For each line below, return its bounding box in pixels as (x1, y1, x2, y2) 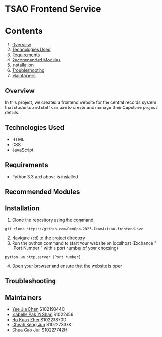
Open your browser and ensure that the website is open (12, 263, 123, 269)
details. (5, 109, 20, 115)
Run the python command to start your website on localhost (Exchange (12, 240, 153, 245)
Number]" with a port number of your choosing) (23, 245, 118, 251)
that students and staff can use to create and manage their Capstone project (5, 104, 157, 110)
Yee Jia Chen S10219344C (12, 306, 65, 312)
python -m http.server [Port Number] (5, 254, 81, 260)
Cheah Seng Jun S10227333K (12, 322, 72, 327)
